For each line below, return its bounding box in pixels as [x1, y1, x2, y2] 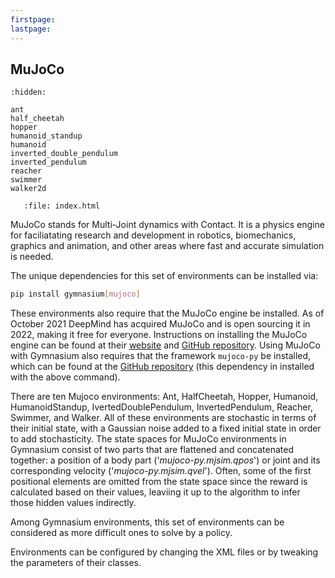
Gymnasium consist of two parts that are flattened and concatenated [10, 444, 295, 456]
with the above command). [10, 371, 121, 383]
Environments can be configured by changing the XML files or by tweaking [10, 546, 319, 558]
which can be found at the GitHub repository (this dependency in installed [10, 361, 315, 373]
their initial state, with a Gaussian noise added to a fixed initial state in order [10, 422, 322, 435]
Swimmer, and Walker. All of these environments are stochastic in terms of [10, 412, 317, 424]
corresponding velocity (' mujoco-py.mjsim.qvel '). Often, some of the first [10, 465, 312, 477]
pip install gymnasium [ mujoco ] [10, 289, 141, 300]
